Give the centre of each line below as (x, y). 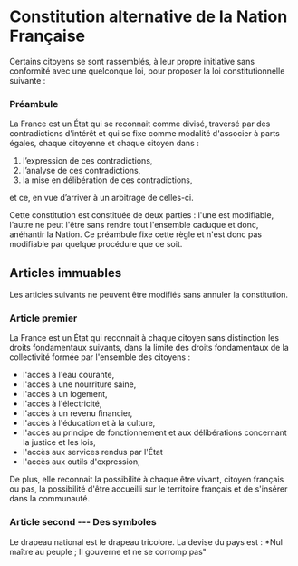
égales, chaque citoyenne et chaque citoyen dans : (104, 144)
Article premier (43, 318)
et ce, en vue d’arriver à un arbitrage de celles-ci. (101, 198)
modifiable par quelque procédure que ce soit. (96, 244)
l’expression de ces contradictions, (87, 161)
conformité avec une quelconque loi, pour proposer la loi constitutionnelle (147, 71)
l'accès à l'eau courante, (68, 375)
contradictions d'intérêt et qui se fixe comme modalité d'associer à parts (145, 134)
